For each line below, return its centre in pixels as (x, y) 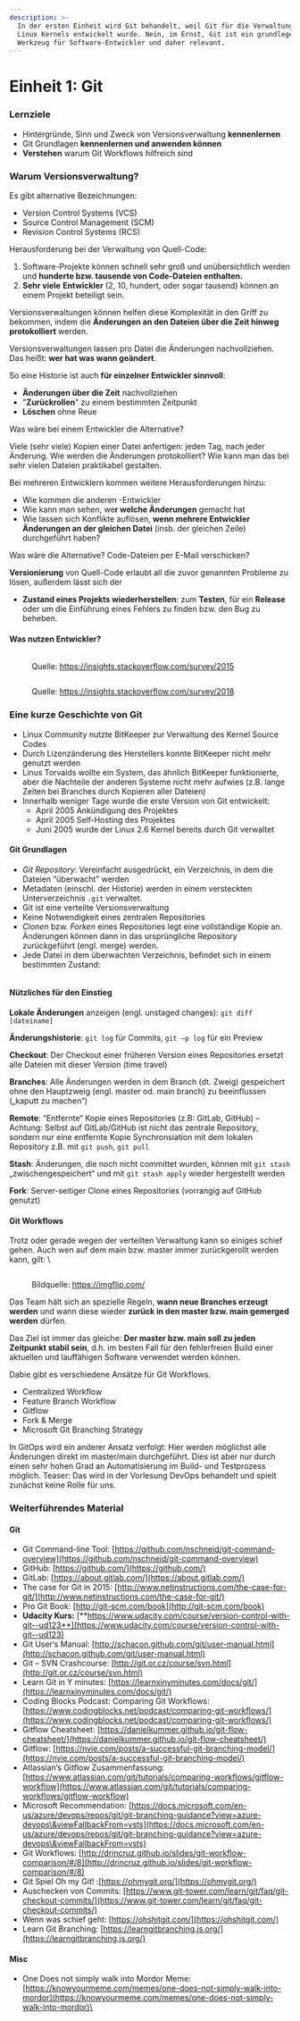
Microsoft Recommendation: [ (77, 1806)
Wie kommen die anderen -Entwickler (92, 500)
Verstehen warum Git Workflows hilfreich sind (108, 153)
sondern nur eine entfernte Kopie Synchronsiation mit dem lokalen (131, 1136)
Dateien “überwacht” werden (75, 879)
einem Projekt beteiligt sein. (73, 295)
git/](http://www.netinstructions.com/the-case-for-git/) (123, 1597)
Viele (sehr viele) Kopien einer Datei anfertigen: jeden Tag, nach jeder (137, 447)
